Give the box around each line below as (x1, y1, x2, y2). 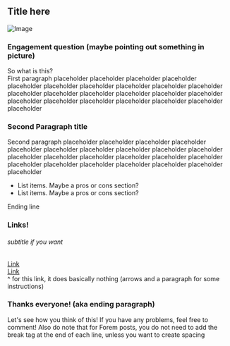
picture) (7, 51, 35, 61)
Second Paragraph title (7, 122, 88, 132)
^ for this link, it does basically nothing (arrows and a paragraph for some (7, 274, 220, 283)
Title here (7, 6, 51, 18)
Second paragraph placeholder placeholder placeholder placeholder (7, 137, 207, 147)
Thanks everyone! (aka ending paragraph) (7, 299, 155, 309)
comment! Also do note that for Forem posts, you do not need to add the (7, 323, 218, 331)
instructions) (7, 282, 44, 290)
